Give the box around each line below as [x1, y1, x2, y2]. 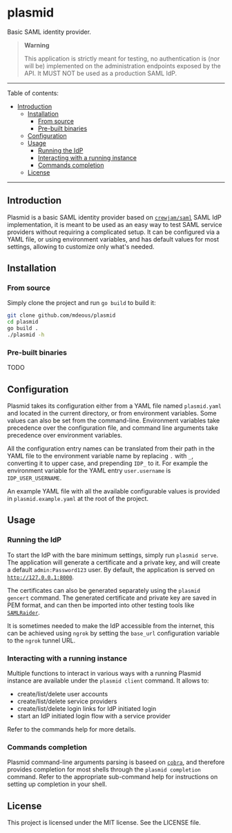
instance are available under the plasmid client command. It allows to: [7, 676, 209, 685]
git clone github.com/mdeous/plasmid [7, 312, 116, 319]
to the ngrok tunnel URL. [7, 636, 76, 645]
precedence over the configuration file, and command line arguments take [7, 424, 219, 432]
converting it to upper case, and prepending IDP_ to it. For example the [7, 459, 209, 467]
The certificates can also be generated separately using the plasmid [7, 586, 200, 594]
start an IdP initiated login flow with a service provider [17, 712, 171, 721]
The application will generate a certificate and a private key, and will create [7, 558, 221, 567]
